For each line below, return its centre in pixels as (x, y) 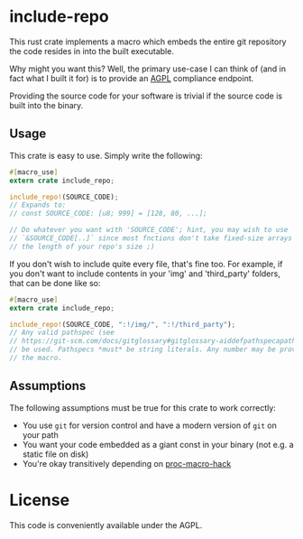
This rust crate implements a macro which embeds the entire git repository (148, 42)
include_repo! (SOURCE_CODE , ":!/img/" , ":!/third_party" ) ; (123, 324)
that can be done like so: (55, 283)
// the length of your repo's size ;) (82, 246)
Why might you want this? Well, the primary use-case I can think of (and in (148, 69)
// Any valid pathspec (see (62, 333)
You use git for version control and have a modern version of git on (150, 425)
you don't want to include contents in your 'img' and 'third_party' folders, (145, 274)
